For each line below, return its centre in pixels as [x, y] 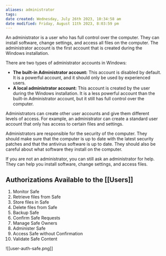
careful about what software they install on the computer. [64, 149]
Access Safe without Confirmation [48, 234]
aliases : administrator [30, 10]
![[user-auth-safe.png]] [29, 249]
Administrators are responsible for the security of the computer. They [77, 133]
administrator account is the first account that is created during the [74, 48]
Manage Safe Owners [35, 223]
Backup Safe [26, 213]
